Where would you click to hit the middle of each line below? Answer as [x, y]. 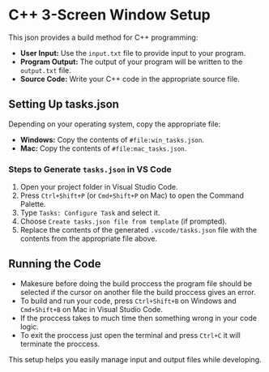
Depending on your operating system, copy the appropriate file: [115, 124]
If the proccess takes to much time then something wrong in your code [139, 318]
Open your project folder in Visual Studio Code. [99, 187]
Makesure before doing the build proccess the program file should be [136, 283]
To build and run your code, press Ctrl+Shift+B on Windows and [128, 301]
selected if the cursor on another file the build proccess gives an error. [138, 292]
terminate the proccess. [60, 344]
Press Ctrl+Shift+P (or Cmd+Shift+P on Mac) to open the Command [132, 195]
